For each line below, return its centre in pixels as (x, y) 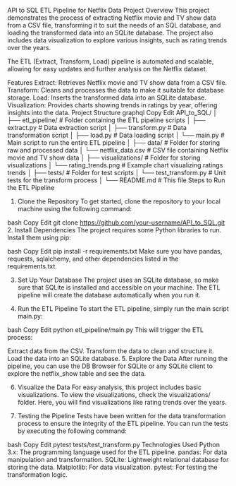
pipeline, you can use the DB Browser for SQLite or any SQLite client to (110, 366)
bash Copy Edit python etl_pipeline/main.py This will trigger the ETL (106, 330)
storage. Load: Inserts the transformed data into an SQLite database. (107, 97)
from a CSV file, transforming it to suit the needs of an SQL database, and (114, 25)
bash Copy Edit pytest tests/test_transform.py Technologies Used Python (114, 445)
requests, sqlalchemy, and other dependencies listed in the (93, 259)
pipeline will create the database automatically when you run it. (109, 295)
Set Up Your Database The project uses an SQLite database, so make (118, 280)
